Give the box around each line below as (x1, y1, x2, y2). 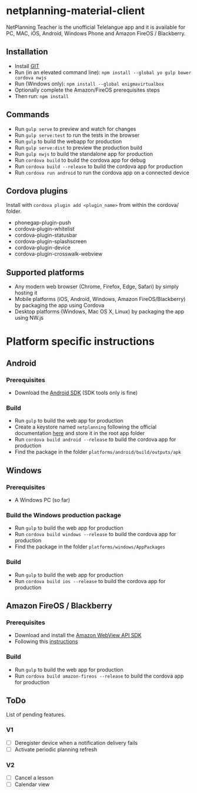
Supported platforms (6, 267, 84, 277)
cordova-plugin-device (14, 244, 71, 251)
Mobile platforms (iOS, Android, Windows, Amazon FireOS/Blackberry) (14, 296, 186, 303)
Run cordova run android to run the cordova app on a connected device (14, 169, 189, 176)
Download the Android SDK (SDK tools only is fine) (14, 389, 138, 396)
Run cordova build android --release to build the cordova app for (14, 436, 176, 443)
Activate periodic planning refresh (14, 745, 98, 753)
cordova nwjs (14, 75, 47, 81)
